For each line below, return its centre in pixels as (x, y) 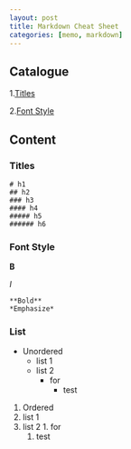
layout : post (34, 18)
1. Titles (23, 94)
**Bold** (26, 301)
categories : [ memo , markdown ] (66, 35)
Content (33, 140)
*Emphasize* (32, 309)
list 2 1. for (42, 427)
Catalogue (39, 71)
